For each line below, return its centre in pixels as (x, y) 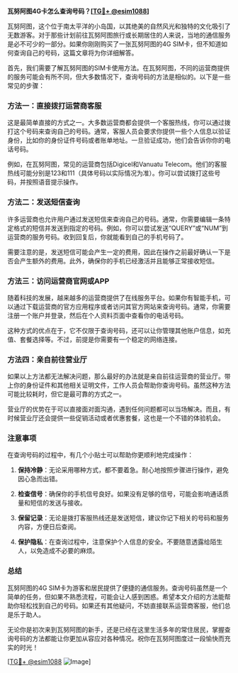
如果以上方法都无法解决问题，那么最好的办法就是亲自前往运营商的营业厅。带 (119, 376)
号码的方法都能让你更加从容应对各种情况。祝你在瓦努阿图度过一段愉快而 (119, 638)
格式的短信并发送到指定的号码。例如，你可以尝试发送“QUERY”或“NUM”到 (120, 228)
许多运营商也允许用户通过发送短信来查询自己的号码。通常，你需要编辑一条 (116, 219)
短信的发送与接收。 (58, 503)
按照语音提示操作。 (54, 182)
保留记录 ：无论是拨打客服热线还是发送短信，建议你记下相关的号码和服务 (123, 518)
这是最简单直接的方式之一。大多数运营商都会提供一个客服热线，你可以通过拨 (119, 123)
